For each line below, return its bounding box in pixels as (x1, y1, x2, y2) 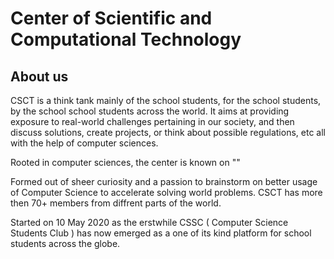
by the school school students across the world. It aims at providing (10, 105, 290, 117)
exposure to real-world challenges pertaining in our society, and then (10, 116, 295, 127)
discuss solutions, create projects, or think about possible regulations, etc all (10, 127, 326, 138)
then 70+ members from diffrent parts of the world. (10, 197, 222, 209)
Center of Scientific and (10, 7, 213, 30)
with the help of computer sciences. (10, 137, 159, 149)
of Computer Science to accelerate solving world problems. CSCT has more (10, 187, 323, 198)
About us (10, 68, 69, 85)
